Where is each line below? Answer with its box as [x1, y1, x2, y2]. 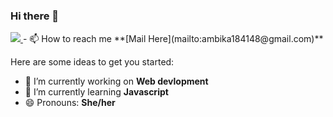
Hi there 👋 [10, 9, 60, 23]
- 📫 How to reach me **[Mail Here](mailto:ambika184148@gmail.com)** [22, 33, 324, 45]
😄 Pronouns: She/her [24, 97, 116, 109]
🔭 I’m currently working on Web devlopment [24, 75, 209, 88]
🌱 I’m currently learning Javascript [24, 86, 169, 98]
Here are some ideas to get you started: [10, 56, 175, 68]
